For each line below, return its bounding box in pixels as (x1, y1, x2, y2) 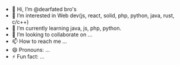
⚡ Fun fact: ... (11, 53, 45, 60)
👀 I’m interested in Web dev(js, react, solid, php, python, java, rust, (11, 12, 175, 19)
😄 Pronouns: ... (11, 47, 50, 53)
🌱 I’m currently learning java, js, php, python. (11, 24, 122, 32)
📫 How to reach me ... (11, 38, 67, 45)
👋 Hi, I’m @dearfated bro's (11, 6, 77, 13)
